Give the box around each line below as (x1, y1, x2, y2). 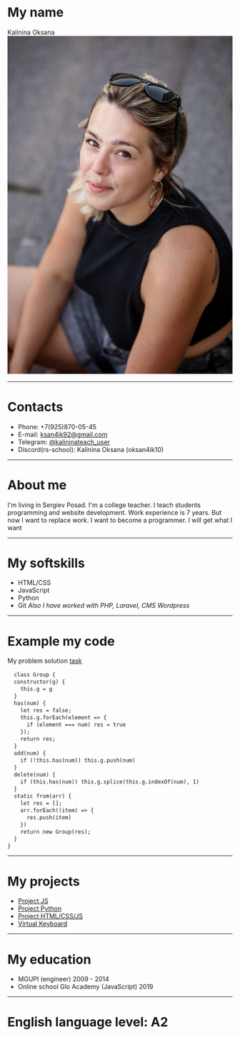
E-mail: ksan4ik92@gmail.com (17, 430, 108, 439)
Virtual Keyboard (17, 919, 68, 928)
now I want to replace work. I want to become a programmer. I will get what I (7, 516, 233, 524)
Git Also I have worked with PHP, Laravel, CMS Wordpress (17, 601, 190, 610)
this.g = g (20, 686, 53, 693)
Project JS (17, 897, 49, 906)
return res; (20, 736, 56, 743)
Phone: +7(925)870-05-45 (17, 422, 96, 431)
